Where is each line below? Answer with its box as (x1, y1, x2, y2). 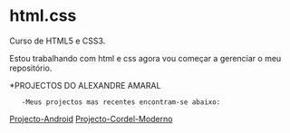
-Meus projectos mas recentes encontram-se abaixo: (21, 97, 221, 107)
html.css (9, 5, 77, 26)
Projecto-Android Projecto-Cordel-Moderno (9, 113, 173, 124)
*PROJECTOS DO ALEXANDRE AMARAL (9, 80, 161, 90)
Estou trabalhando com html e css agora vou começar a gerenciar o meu (9, 52, 282, 63)
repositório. (9, 62, 53, 73)
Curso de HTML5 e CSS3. (9, 35, 106, 46)
